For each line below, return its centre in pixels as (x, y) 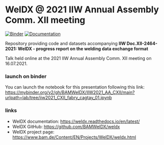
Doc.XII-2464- (142, 43)
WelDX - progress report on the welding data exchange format (83, 48)
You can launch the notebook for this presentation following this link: (75, 87)
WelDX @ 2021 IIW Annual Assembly (82, 10)
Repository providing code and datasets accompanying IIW (65, 43)
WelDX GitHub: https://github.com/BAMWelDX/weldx (66, 126)
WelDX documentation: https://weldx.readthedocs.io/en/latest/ (76, 121)
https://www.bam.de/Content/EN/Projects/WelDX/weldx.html (74, 137)
